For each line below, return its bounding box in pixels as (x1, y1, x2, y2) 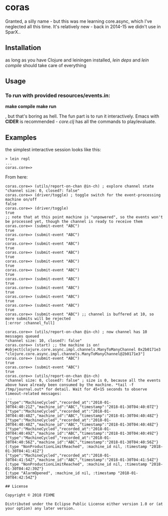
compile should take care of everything (5, 62, 87, 68)
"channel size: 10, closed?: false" (5, 338, 82, 343)
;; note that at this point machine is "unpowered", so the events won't (5, 215, 163, 220)
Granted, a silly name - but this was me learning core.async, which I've (5, 18, 152, 24)
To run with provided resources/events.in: (5, 92, 111, 99)
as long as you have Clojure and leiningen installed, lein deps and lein (5, 57, 149, 63)
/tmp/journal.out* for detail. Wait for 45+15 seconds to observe (5, 387, 147, 392)
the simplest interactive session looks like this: (5, 147, 102, 153)
